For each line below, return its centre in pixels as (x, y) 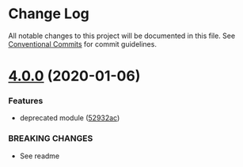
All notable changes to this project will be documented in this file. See (122, 36)
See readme (40, 156)
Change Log (49, 14)
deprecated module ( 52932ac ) (70, 118)
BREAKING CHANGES (51, 139)
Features (26, 101)
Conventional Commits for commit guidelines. (82, 44)
